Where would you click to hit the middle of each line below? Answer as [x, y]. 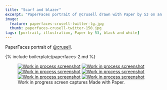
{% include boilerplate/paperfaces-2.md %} [50, 57]
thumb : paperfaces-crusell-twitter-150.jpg [55, 28]
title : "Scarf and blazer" [33, 10]
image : [12, 19]
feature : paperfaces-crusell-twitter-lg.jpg [57, 24]
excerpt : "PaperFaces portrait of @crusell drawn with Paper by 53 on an [84, 14]
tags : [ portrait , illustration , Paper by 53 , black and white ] [72, 33]
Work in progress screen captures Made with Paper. [71, 82]
